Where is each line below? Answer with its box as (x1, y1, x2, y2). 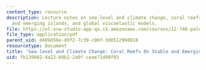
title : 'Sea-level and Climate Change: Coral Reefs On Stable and (6, 49, 180, 55)
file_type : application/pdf (6, 32, 78, 38)
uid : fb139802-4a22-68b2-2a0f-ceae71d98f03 (6, 54, 120, 60)
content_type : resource (6, 9, 67, 15)
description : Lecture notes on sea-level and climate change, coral (6, 15, 185, 21)
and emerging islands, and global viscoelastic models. (12, 20, 158, 26)
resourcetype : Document (6, 43, 67, 49)
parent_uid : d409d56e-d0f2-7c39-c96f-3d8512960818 (6, 37, 139, 43)
